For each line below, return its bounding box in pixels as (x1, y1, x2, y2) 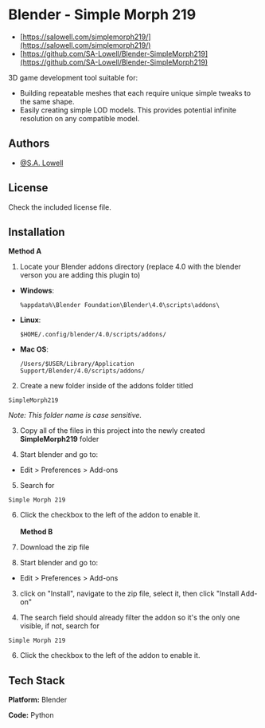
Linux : (19, 315, 41, 325)
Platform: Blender (8, 695, 68, 705)
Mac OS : (19, 344, 49, 354)
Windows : (19, 285, 54, 296)
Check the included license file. (8, 202, 111, 212)
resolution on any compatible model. (19, 113, 140, 123)
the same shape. (19, 96, 75, 106)
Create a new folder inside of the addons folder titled (19, 381, 193, 391)
